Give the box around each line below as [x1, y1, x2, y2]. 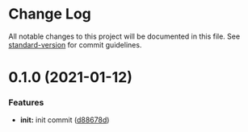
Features [8, 97, 44, 109]
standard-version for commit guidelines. [8, 39, 142, 49]
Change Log [8, 5, 91, 23]
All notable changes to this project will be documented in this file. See [8, 31, 241, 41]
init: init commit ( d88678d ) [19, 115, 110, 125]
